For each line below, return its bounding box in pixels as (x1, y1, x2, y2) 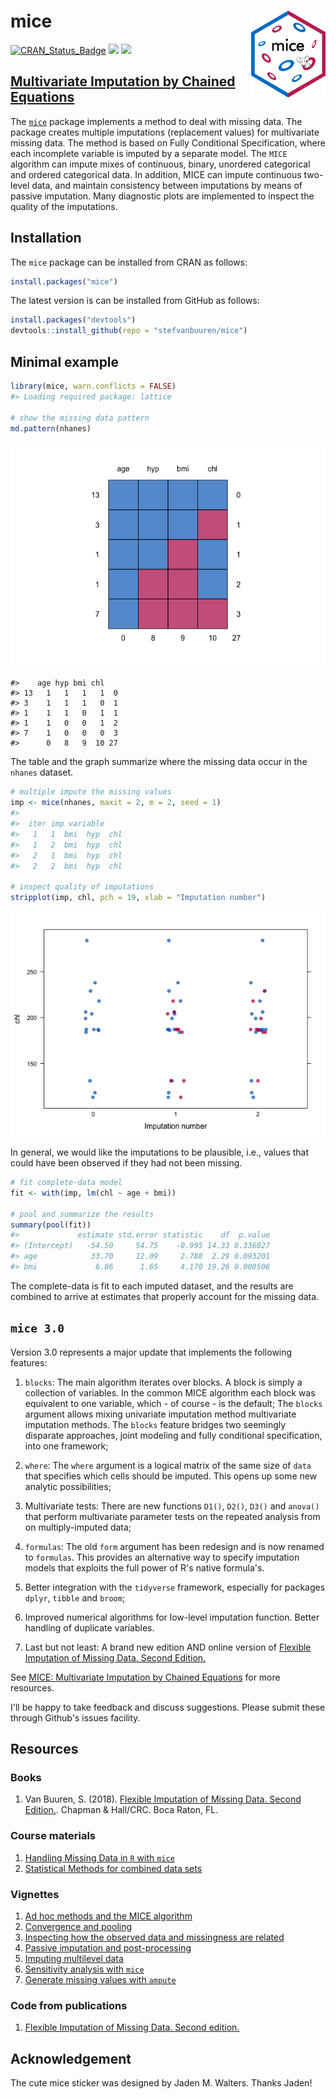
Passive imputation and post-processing (24, 1941, 192, 1954)
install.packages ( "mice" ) (10, 276, 118, 287)
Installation (10, 230, 82, 247)
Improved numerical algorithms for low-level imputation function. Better (24, 1611, 320, 1623)
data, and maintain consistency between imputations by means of (31, 179, 303, 191)
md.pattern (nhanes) (10, 423, 92, 434)
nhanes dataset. (10, 766, 73, 779)
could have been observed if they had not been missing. (10, 1157, 243, 1169)
